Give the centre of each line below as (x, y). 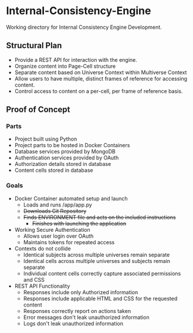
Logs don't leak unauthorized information (73, 323)
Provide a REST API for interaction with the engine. (76, 59)
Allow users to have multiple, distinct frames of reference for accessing (101, 78)
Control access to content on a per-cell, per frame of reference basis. (99, 91)
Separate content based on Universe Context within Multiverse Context (101, 72)
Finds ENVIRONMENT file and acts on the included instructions (99, 217)
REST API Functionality (42, 286)
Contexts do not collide (43, 248)
